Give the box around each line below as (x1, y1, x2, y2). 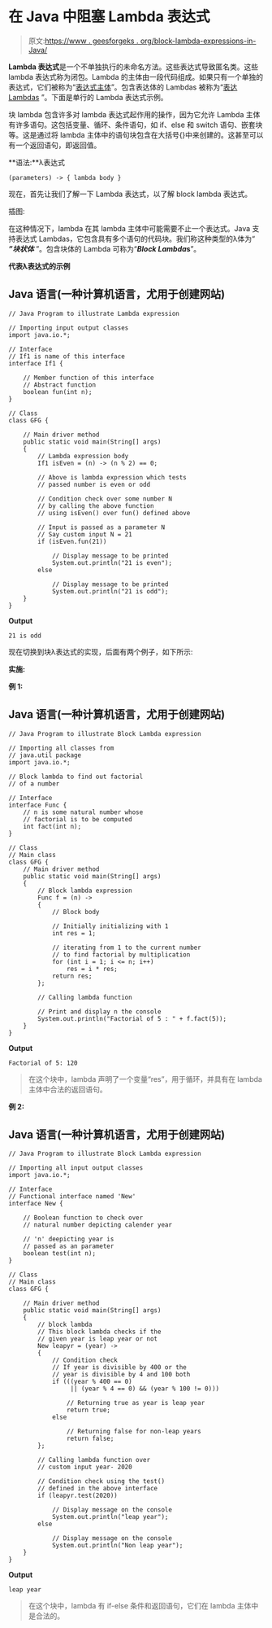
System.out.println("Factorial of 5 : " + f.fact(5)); (37, 1014, 227, 1022)
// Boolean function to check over (23, 1214, 144, 1222)
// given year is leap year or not (37, 1335, 158, 1343)
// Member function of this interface (23, 374, 154, 382)
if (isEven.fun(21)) (37, 537, 107, 545)
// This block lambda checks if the (37, 1328, 162, 1336)
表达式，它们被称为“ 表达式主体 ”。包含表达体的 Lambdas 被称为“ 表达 (8, 82, 238, 92)
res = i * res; (66, 965, 118, 973)
